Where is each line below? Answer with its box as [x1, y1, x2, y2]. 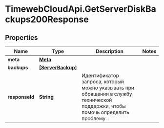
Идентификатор [82, 72, 120, 79]
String [39, 94, 54, 100]
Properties [5, 33, 38, 42]
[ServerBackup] [39, 64, 77, 71]
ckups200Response [5, 14, 89, 25]
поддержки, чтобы [82, 103, 126, 109]
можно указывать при [82, 84, 134, 91]
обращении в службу [82, 91, 133, 97]
